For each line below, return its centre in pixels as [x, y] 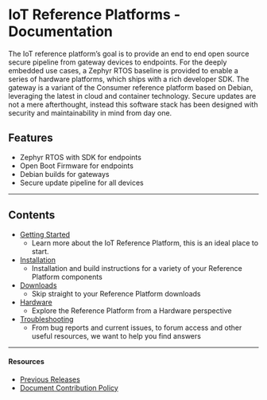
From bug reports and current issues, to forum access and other [137, 327]
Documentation [61, 31]
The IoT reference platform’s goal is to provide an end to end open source [129, 53]
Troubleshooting [46, 319]
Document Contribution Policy [69, 387]
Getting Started [44, 234]
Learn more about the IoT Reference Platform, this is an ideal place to [145, 243]
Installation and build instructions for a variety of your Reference [137, 268]
